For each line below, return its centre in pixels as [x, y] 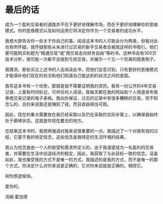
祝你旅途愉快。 [20, 176]
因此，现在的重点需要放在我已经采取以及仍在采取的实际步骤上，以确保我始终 [81, 114]
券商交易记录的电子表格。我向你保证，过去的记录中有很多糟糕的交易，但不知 [81, 98]
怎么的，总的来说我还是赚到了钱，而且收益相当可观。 [58, 104]
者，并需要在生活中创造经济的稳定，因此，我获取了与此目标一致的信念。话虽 [81, 153]
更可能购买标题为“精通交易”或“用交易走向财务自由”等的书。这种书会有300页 [81, 53]
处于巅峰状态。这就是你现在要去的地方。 [45, 120]
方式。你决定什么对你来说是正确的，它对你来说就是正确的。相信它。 [77, 166]
